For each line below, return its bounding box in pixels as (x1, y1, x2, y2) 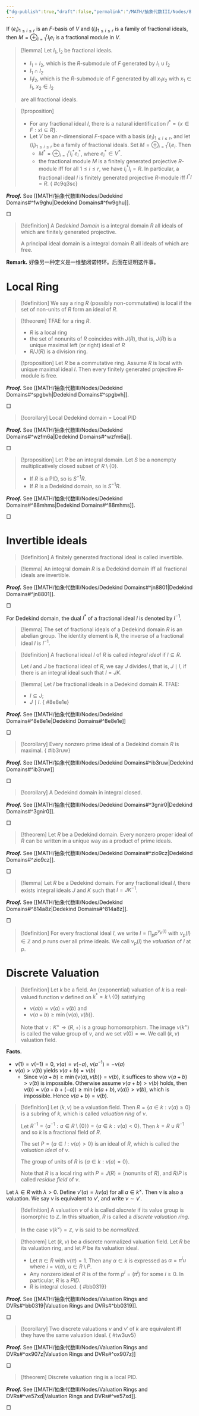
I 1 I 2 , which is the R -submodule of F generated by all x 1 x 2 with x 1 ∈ (29, 75, 192, 84)
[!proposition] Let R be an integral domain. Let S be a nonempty (20, 456, 176, 463)
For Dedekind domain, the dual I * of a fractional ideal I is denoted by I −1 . (6, 613, 182, 622)
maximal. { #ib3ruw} (20, 747, 71, 754)
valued (20, 993, 37, 1000)
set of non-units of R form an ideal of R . (20, 306, 118, 313)
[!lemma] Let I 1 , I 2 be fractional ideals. (20, 46, 113, 55)
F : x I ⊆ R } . (29, 126, 58, 133)
